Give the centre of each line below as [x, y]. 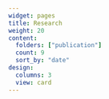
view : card [34, 82]
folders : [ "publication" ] [59, 46]
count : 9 [30, 53]
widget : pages [32, 16]
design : [21, 68]
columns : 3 [34, 75]
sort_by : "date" [42, 61]
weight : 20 [26, 30]
